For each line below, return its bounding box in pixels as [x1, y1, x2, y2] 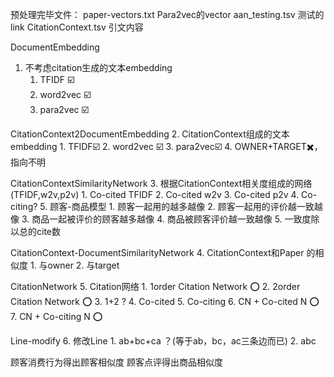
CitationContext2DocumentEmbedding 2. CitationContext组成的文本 [10, 128, 290, 140]
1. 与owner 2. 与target [29, 259, 120, 271]
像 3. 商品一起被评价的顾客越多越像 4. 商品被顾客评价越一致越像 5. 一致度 [10, 213, 312, 225]
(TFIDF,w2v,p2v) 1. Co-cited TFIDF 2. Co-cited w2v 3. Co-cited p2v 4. [10, 189, 300, 200]
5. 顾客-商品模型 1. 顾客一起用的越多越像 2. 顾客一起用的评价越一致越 [39, 201, 323, 212]
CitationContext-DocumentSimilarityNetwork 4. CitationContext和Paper [10, 247, 305, 258]
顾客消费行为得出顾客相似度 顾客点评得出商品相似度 [10, 356, 223, 368]
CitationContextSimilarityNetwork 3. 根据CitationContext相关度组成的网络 [10, 178, 313, 189]
